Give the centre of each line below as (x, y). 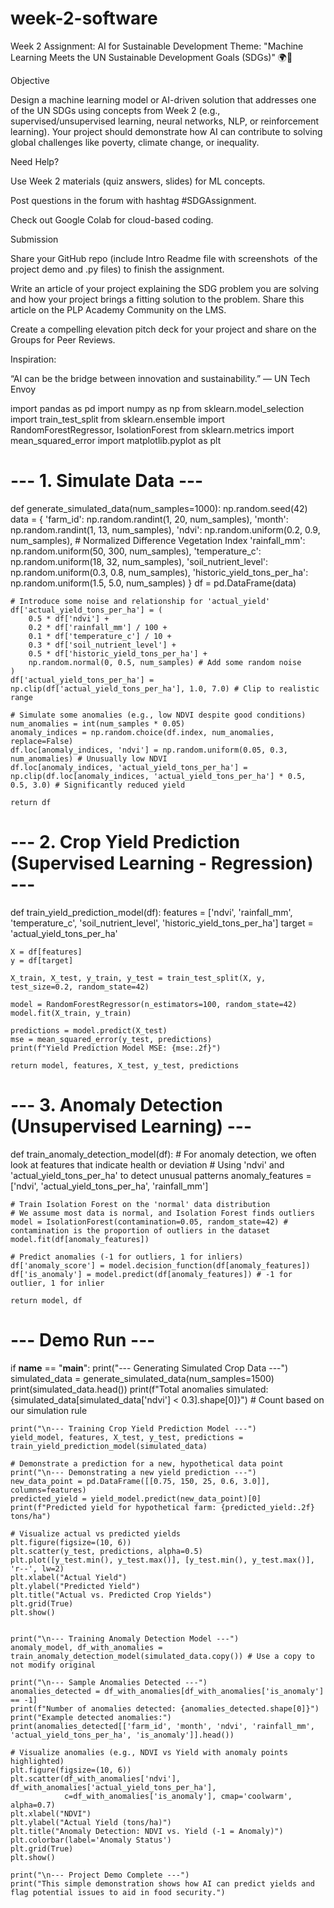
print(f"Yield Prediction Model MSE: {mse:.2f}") (116, 1048)
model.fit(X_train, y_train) (71, 1013)
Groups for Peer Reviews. (63, 339)
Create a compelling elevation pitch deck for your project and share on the (163, 329)
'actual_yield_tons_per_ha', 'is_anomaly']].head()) (122, 1735)
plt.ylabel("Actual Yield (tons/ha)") (91, 1822)
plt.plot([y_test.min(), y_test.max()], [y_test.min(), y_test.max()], (162, 1560)
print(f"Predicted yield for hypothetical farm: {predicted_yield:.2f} (162, 1507)
